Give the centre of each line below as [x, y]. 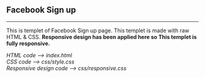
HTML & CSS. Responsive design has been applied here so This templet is [102, 37]
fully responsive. [28, 43]
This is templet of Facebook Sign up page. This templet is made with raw [98, 30]
